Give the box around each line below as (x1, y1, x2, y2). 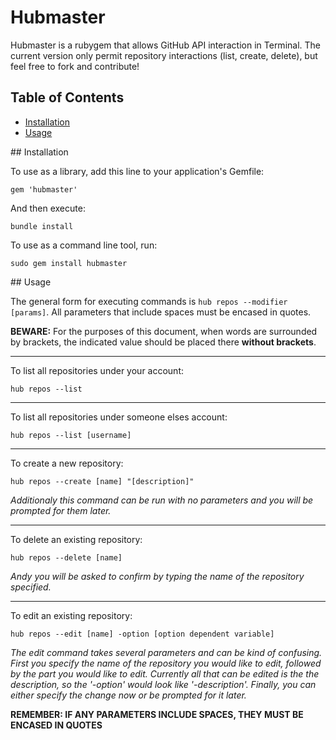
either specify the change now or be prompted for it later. (10, 689, 247, 701)
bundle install (10, 221, 74, 231)
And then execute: (10, 202, 86, 214)
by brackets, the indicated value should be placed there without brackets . (10, 336, 317, 348)
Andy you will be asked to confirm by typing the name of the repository (10, 570, 305, 582)
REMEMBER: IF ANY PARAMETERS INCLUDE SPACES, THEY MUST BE (10, 708, 304, 720)
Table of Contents (10, 89, 125, 106)
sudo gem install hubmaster (10, 258, 128, 268)
